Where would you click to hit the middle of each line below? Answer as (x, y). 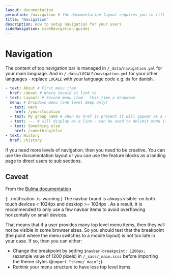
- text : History (22, 135)
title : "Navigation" (27, 19)
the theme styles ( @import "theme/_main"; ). (58, 262)
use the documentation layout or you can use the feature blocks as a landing (85, 155)
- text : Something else (35, 126)
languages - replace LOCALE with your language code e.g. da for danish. (80, 79)
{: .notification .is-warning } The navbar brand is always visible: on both (80, 199)
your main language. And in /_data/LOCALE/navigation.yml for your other (82, 74)
